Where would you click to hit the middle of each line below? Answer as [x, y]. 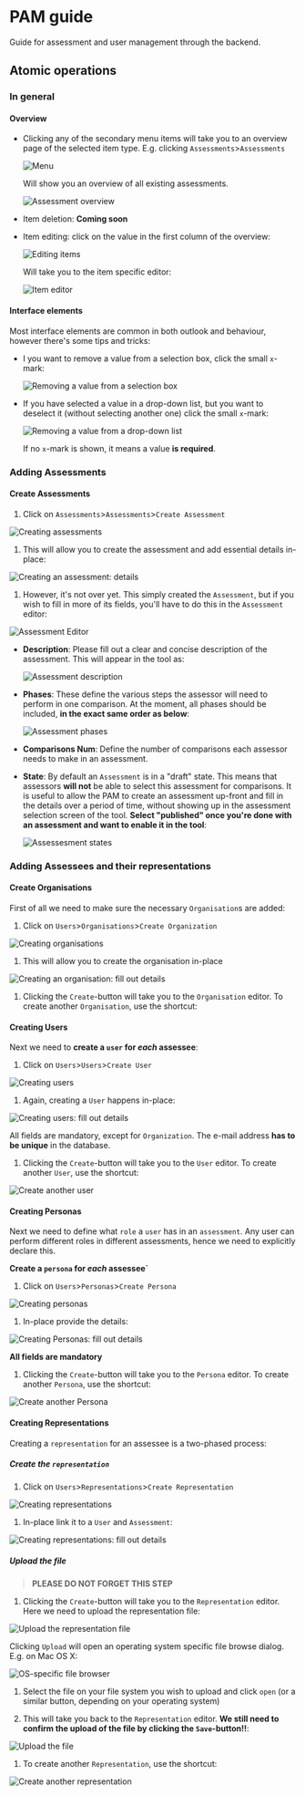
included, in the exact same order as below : [106, 713]
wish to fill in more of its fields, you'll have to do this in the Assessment [153, 604]
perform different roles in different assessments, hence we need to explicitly [152, 1241]
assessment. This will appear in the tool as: [103, 659]
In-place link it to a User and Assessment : [97, 1522]
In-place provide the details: [76, 1322]
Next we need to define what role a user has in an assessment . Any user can [152, 1231]
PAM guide [51, 17]
